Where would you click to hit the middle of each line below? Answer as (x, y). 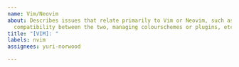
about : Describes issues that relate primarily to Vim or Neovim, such (116, 20)
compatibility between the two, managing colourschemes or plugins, (117, 27)
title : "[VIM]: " (33, 33)
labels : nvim (27, 40)
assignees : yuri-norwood (44, 47)
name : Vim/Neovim (33, 14)
